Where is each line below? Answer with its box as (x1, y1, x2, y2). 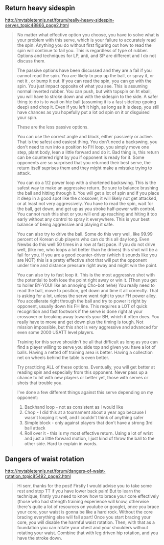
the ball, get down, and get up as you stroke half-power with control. (17, 206, 156, 212)
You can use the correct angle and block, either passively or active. (17, 133, 153, 139)
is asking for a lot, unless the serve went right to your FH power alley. (17, 293, 157, 299)
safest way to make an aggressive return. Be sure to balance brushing (17, 184, 159, 191)
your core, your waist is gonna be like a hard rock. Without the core (17, 509, 153, 515)
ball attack (24, 425, 46, 431)
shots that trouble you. (17, 380, 63, 386)
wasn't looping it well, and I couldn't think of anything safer (24, 414, 144, 420)
